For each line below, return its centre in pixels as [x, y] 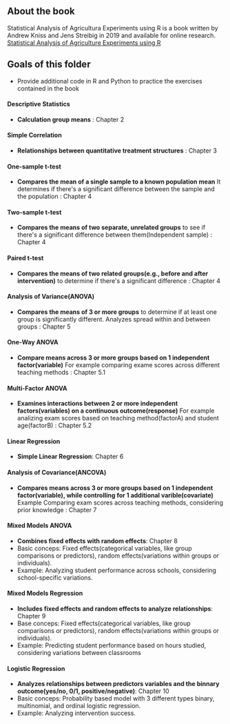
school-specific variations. [55, 577]
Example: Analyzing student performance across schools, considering [117, 570]
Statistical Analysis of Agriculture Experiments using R [84, 42]
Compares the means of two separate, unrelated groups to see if [111, 228]
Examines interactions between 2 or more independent [97, 404]
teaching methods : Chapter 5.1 [61, 373]
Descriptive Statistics [39, 104]
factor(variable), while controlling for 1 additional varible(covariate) [115, 495]
